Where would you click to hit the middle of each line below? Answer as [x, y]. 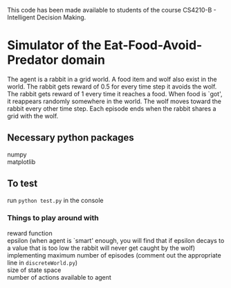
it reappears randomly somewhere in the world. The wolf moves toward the [114, 101]
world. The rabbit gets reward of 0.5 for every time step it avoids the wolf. [112, 87]
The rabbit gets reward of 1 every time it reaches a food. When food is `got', [115, 93]
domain [83, 60]
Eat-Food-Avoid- [153, 45]
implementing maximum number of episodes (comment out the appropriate [114, 255]
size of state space [34, 270]
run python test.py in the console [55, 200]
